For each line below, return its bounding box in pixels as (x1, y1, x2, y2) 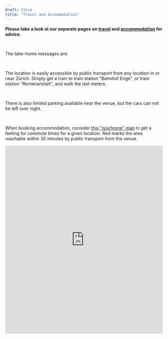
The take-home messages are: (5, 51, 68, 57)
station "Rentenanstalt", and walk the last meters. (5, 81, 106, 87)
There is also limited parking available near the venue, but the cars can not (5, 100, 159, 106)
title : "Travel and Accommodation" (5, 12, 79, 17)
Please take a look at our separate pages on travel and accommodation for (5, 26, 162, 32)
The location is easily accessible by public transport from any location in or (5, 70, 160, 76)
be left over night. (5, 105, 41, 111)
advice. (5, 31, 21, 37)
